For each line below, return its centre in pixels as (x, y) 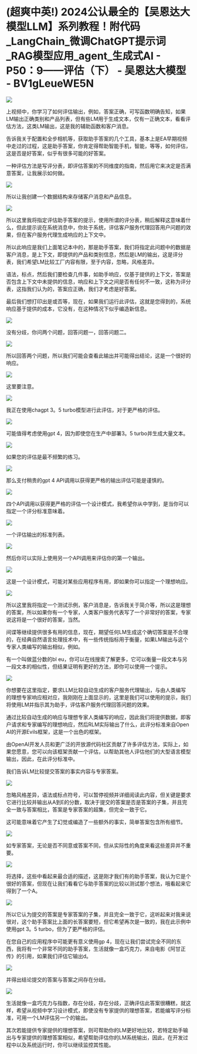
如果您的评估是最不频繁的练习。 (45, 457)
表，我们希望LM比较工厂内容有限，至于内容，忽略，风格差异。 (82, 262)
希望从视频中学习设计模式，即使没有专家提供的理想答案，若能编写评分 (101, 1010)
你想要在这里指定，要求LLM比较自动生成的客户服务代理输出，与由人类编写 (96, 690)
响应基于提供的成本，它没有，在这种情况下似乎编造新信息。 (78, 309)
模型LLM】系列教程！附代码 (73, 27)
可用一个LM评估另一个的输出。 (53, 1018)
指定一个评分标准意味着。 (37, 511)
